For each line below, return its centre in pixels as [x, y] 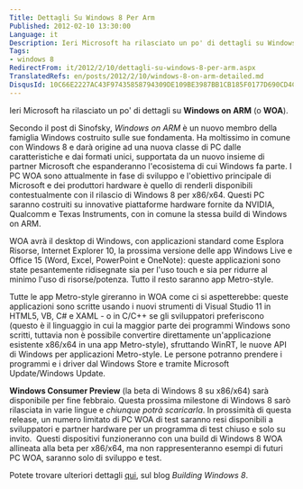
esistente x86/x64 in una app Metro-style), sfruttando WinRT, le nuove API [148, 344]
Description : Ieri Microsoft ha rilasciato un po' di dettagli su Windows [153, 43]
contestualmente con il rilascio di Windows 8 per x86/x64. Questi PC [137, 195]
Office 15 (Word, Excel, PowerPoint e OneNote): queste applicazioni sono [145, 260]
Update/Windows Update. [58, 373]
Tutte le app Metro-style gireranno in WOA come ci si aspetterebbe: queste [149, 296]
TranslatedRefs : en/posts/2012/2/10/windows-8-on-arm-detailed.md [137, 77]
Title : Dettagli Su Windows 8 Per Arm [82, 18]
